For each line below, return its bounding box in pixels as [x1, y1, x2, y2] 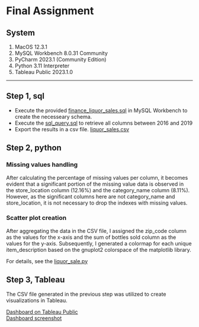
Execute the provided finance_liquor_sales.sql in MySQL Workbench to [14, 106, 188, 114]
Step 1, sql [6, 91, 45, 101]
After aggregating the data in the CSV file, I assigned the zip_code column [6, 227, 187, 234]
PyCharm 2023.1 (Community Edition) [14, 56, 107, 63]
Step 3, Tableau [6, 275, 65, 285]
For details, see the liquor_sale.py [6, 257, 88, 264]
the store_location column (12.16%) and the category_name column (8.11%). [6, 186, 190, 193]
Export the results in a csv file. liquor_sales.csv [14, 125, 129, 132]
